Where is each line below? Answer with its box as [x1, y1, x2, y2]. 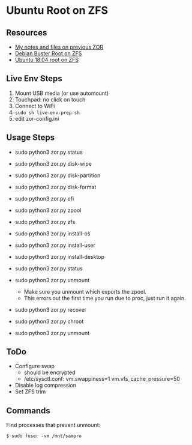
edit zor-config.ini [14, 115, 59, 122]
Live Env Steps [6, 73, 63, 84]
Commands [6, 405, 51, 416]
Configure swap [14, 363, 55, 370]
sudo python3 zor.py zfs [14, 218, 76, 225]
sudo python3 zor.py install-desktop [14, 253, 105, 260]
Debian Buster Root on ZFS [14, 50, 82, 57]
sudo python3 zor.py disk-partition [14, 172, 101, 179]
